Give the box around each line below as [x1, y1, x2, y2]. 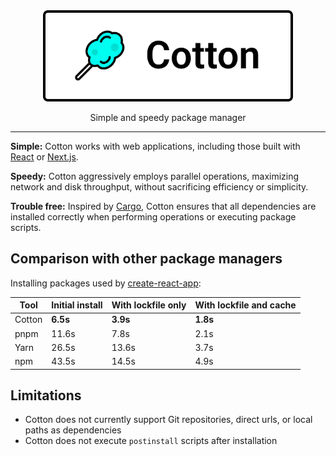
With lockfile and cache [194, 299, 297, 311]
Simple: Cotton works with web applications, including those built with [10, 140, 301, 152]
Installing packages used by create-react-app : [10, 277, 202, 289]
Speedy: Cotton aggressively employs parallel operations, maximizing [10, 170, 300, 182]
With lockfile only [111, 299, 187, 311]
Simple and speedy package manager [89, 111, 247, 123]
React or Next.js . [10, 150, 79, 163]
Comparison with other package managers [10, 250, 283, 268]
